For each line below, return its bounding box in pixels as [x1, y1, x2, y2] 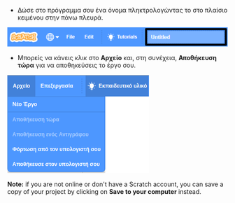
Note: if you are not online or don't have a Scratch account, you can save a [7, 180, 224, 188]
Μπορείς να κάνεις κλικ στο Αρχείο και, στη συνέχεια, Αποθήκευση [17, 54, 217, 62]
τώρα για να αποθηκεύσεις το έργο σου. [17, 61, 136, 69]
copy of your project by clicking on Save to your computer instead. [7, 188, 201, 196]
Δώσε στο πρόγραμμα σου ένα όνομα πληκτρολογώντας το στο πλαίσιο [17, 6, 228, 14]
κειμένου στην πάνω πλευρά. [17, 13, 104, 22]
